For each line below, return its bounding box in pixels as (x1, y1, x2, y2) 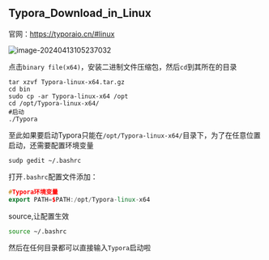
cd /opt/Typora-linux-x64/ (8, 99, 100, 108)
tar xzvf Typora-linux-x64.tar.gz (8, 78, 126, 86)
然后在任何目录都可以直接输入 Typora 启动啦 (8, 243, 152, 253)
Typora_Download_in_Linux (8, 6, 152, 20)
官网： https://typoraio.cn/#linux (8, 28, 115, 39)
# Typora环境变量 (8, 188, 58, 196)
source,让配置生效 (8, 211, 70, 221)
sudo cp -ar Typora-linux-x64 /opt (8, 92, 129, 100)
